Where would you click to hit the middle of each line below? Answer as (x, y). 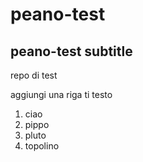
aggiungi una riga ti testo (61, 94)
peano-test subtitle (71, 51)
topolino (42, 146)
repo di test (34, 75)
